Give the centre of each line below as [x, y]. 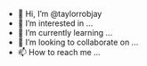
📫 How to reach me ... [59, 52]
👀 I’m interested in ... [55, 23]
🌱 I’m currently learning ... [65, 33]
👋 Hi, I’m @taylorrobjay [60, 14]
